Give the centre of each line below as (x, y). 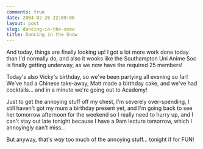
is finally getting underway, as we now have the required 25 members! (94, 65)
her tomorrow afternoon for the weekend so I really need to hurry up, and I (100, 115)
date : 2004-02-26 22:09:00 (41, 18)
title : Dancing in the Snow (42, 35)
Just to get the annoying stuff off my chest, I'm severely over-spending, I (98, 102)
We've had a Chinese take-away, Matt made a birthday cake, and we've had (102, 84)
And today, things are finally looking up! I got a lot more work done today (98, 52)
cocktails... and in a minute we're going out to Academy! (77, 90)
